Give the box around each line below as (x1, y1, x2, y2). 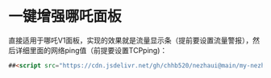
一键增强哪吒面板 (8, 7, 123, 26)
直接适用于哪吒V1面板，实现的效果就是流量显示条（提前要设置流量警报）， (8, 35, 253, 45)
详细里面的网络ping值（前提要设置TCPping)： (15, 45, 168, 55)
